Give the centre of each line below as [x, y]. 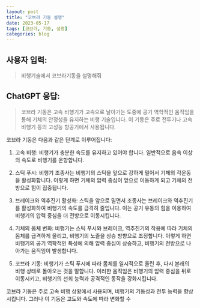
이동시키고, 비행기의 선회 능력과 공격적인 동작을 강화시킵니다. [86, 278]
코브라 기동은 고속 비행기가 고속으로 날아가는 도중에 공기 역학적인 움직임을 [108, 112]
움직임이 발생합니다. [54, 250]
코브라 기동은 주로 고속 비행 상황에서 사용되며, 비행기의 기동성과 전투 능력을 [94, 291]
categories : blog [28, 34]
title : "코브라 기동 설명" [35, 17]
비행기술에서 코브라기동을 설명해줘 [61, 75]
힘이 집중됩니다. [50, 187]
